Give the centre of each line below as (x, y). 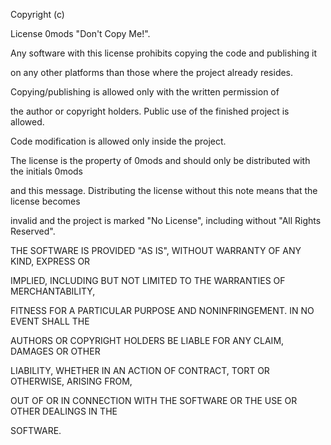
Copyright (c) (37, 14)
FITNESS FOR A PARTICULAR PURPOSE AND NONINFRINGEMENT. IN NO (162, 310)
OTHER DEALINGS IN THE (64, 411)
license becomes (45, 201)
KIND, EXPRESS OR (50, 261)
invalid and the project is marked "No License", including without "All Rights (166, 220)
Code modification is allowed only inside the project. (118, 141)
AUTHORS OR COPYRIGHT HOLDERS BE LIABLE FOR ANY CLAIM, (147, 340)
